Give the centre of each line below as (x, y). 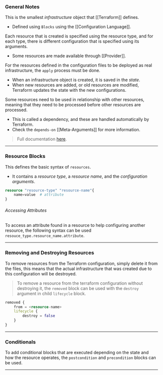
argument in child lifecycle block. (51, 293)
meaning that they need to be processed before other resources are (73, 105)
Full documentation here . (42, 139)
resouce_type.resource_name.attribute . (45, 236)
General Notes (22, 7)
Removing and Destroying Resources (50, 253)
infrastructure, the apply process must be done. (53, 70)
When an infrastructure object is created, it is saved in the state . (76, 80)
